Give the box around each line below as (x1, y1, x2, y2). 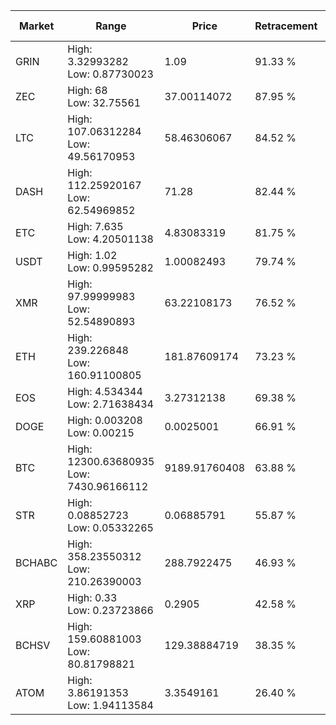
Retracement (254, 19, 318, 33)
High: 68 (67, 84, 108, 97)
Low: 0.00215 (67, 426, 135, 439)
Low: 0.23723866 (67, 604, 154, 617)
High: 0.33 (67, 591, 118, 604)
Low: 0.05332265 (67, 521, 154, 534)
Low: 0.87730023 (67, 67, 154, 81)
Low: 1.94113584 (67, 699, 154, 712)
